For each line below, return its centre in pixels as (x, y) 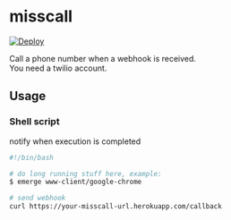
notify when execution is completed (75, 141)
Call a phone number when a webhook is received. (103, 58)
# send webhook (38, 199)
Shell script (34, 122)
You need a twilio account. (58, 68)
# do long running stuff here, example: (86, 173)
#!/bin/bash (31, 157)
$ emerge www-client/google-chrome (76, 182)
